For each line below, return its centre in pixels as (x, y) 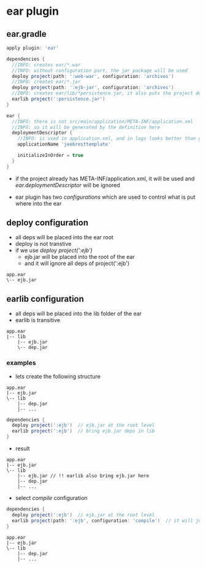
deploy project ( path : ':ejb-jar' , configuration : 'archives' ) (93, 88)
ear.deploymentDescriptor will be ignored (68, 185)
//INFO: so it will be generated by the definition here (86, 127)
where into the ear (38, 203)
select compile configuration (51, 498)
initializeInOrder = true (51, 155)
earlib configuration (45, 299)
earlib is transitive (37, 320)
